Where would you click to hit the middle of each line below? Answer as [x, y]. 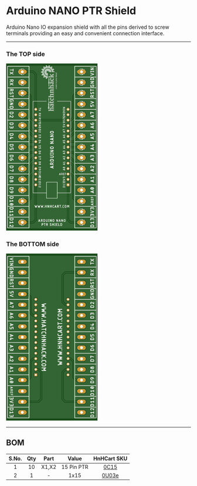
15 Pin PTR [75, 467]
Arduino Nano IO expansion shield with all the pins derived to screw [88, 27]
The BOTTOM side [33, 244]
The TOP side [26, 54]
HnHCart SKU [111, 458]
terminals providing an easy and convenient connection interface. [85, 33]
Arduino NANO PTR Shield [71, 11]
